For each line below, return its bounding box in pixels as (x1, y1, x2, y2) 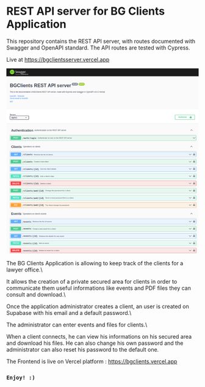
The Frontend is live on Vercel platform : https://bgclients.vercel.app (6, 358, 178, 365)
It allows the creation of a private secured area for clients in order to (6, 278, 178, 285)
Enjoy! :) (6, 374, 35, 381)
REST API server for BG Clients (6, 4, 165, 18)
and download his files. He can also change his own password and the (6, 339, 184, 347)
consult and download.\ (6, 290, 66, 298)
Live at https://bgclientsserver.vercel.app (6, 56, 110, 63)
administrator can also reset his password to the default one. (6, 345, 159, 353)
